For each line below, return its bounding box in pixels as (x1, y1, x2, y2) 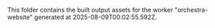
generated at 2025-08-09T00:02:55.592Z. (34, 13, 158, 21)
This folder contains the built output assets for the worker (7, 6, 174, 14)
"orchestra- (174, 6, 209, 14)
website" (7, 13, 33, 21)
